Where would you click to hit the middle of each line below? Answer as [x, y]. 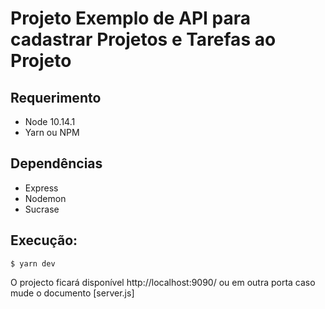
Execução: [44, 240]
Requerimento [56, 97]
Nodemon [45, 198]
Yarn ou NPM [52, 132]
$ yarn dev [33, 263]
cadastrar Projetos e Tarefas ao [143, 39]
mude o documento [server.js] [72, 293]
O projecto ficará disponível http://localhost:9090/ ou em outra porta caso [163, 282]
